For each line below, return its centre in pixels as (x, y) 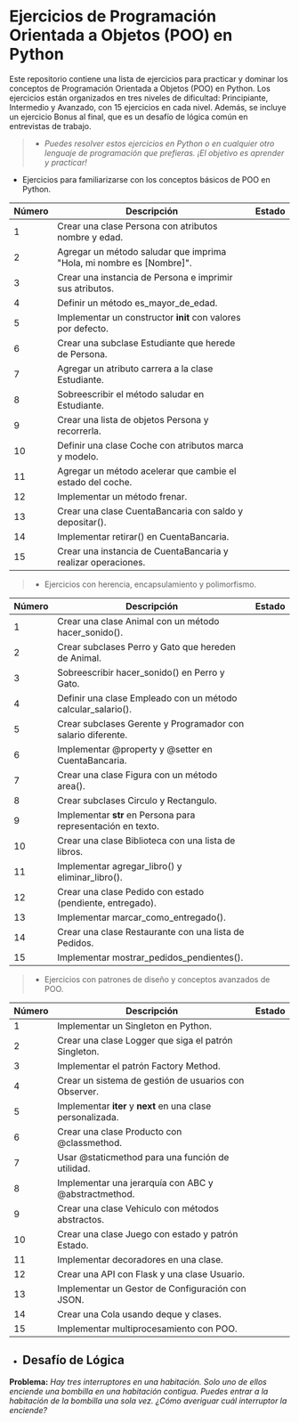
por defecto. (83, 329)
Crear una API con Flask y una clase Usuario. (151, 1273)
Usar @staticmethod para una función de (143, 1157)
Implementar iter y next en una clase (134, 1106)
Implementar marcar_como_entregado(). (142, 917)
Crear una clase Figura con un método (137, 775)
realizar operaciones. (101, 562)
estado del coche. (95, 482)
